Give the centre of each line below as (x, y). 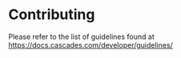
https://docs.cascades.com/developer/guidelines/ (91, 44)
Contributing (52, 15)
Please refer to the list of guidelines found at (81, 37)
